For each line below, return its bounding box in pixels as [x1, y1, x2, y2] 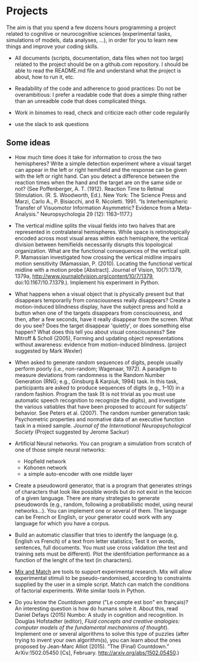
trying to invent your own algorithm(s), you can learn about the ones [14, 636, 182, 644]
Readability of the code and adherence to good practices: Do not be [14, 84, 181, 92]
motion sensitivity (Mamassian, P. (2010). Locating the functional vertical [14, 260, 192, 267]
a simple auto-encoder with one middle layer [23, 470, 133, 477]
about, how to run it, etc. [14, 73, 75, 80]
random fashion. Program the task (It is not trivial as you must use [14, 390, 176, 397]
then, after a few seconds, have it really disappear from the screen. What [14, 315, 193, 322]
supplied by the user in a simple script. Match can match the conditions [14, 581, 190, 588]
